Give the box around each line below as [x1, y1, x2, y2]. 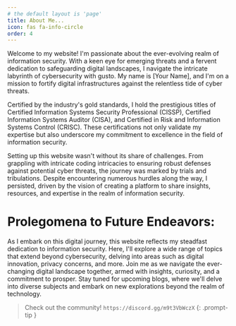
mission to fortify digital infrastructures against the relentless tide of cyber [7, 79, 223, 88]
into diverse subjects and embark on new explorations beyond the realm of [7, 282, 225, 291]
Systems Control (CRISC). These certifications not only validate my [7, 123, 202, 131]
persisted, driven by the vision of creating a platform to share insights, [7, 181, 211, 191]
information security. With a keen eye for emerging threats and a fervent [7, 57, 217, 66]
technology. [7, 290, 42, 298]
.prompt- [202, 303, 228, 312]
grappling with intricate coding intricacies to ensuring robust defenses [7, 159, 211, 168]
